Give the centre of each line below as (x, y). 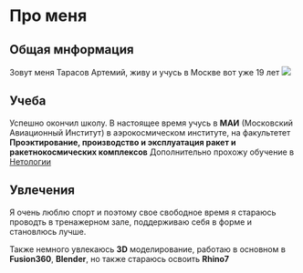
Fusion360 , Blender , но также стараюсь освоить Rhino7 (120, 258)
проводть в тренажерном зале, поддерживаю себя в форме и (131, 222)
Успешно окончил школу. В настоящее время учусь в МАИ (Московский (151, 123)
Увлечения (42, 191)
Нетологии (31, 161)
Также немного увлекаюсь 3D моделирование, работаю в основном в (147, 249)
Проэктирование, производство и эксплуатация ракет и (123, 142)
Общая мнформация (72, 50)
